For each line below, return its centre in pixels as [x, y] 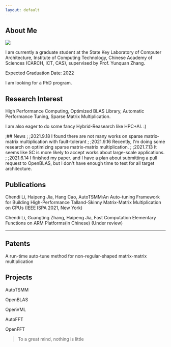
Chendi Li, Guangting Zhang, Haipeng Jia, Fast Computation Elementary [81, 218]
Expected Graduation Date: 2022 [40, 73]
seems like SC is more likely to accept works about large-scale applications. [85, 153]
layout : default [22, 10]
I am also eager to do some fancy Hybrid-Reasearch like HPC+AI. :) [76, 126]
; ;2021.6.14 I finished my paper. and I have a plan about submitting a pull [81, 158]
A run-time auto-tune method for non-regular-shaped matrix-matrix [76, 256]
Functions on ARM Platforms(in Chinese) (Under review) [64, 223]
